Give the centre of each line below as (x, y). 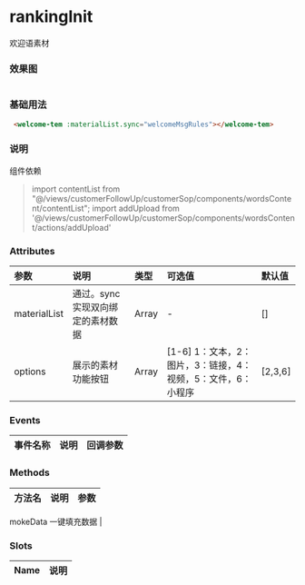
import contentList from (76, 189)
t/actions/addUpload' (71, 227)
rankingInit (51, 17)
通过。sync (96, 294)
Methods (30, 472)
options (30, 372)
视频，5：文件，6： (209, 379)
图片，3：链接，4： (209, 365)
